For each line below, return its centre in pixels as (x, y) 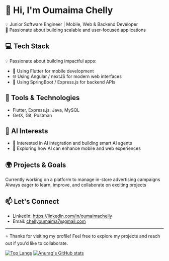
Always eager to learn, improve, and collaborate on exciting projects (76, 185)
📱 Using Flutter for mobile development (53, 71)
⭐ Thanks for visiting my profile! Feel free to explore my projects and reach (83, 236)
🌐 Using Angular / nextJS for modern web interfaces (67, 76)
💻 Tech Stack (27, 47)
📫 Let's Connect (32, 201)
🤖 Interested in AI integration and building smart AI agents (72, 143)
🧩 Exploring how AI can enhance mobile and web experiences (76, 148)
